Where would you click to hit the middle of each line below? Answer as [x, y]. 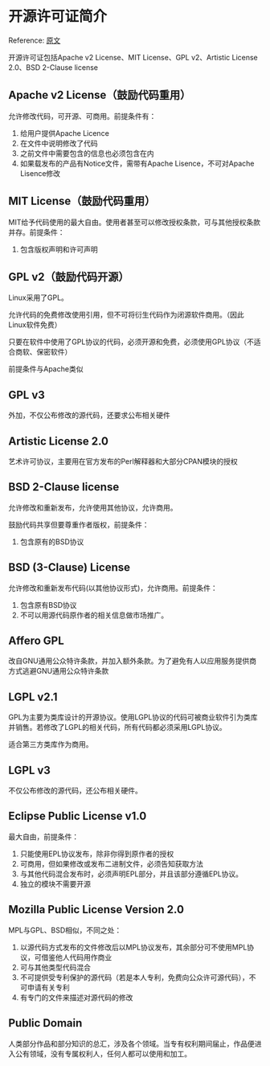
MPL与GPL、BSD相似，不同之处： [65, 930]
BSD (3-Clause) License [70, 568]
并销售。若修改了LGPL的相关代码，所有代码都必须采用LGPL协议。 [117, 728]
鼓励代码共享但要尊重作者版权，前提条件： [79, 524]
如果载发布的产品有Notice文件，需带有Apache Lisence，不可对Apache [137, 163]
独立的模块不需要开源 [55, 884]
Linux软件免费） [35, 325]
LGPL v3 [29, 770]
